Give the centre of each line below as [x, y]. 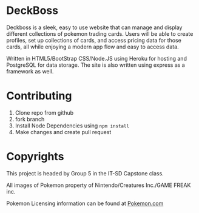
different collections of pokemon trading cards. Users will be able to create [100, 33]
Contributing [39, 96]
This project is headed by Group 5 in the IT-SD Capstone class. [85, 173]
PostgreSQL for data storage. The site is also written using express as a [96, 65]
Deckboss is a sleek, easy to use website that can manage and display [94, 27]
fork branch [30, 119]
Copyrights [35, 157]
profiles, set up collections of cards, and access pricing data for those [94, 40]
